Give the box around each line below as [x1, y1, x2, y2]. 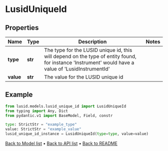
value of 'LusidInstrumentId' [44, 65, 110, 72]
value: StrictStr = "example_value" [5, 126, 81, 132]
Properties [5, 23, 39, 32]
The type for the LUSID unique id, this [44, 46, 132, 53]
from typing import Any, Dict [5, 108, 68, 113]
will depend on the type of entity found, [44, 53, 136, 59]
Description [78, 38, 107, 45]
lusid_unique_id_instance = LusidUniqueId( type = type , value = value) [5, 131, 149, 136]
